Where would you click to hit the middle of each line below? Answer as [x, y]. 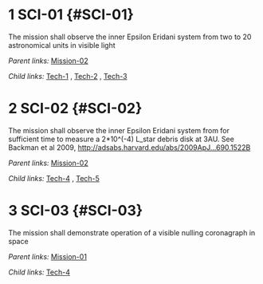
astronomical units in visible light [62, 45]
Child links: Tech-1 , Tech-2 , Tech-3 [68, 76]
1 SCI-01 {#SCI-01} [71, 15]
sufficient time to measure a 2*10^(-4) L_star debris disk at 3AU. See [122, 139]
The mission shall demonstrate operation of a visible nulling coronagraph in [132, 232]
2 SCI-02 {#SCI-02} [75, 108]
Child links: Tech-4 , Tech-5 [54, 178]
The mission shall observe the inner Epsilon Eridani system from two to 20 [130, 37]
